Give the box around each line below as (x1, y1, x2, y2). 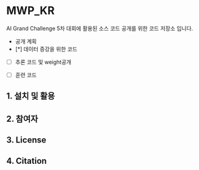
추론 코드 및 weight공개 (15, 58, 71, 65)
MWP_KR (6, 4, 55, 18)
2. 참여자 (6, 114, 38, 124)
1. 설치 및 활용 (6, 91, 55, 102)
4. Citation (6, 155, 47, 166)
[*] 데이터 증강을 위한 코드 (15, 45, 78, 53)
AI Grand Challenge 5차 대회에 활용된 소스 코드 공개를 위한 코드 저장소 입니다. (6, 24, 194, 32)
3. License (6, 135, 47, 146)
